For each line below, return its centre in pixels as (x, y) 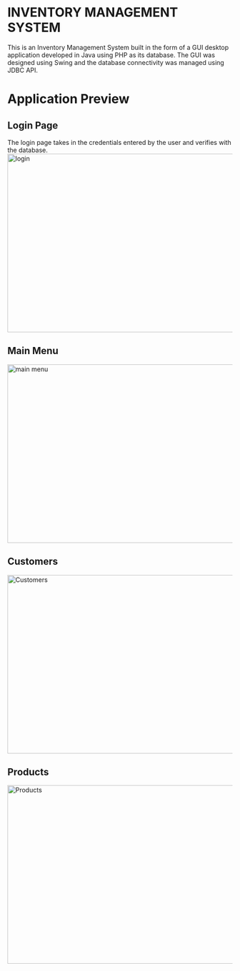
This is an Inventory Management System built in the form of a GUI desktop (118, 47)
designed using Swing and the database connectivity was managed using (116, 62)
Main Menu (33, 351)
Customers (33, 562)
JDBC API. (22, 70)
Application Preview (69, 99)
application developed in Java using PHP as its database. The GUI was (111, 55)
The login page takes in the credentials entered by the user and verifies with (120, 142)
